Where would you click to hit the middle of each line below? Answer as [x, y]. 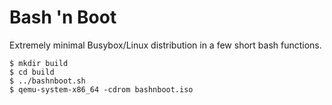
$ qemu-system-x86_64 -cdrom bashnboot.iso [101, 89]
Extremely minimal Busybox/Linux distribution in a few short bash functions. [165, 45]
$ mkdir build [39, 63]
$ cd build [32, 72]
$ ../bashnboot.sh [47, 81]
